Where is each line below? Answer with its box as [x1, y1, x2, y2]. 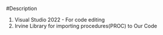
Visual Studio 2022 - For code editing [14, 16, 105, 23]
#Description [6, 5, 37, 12]
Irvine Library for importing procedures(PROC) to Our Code [14, 23, 158, 29]
